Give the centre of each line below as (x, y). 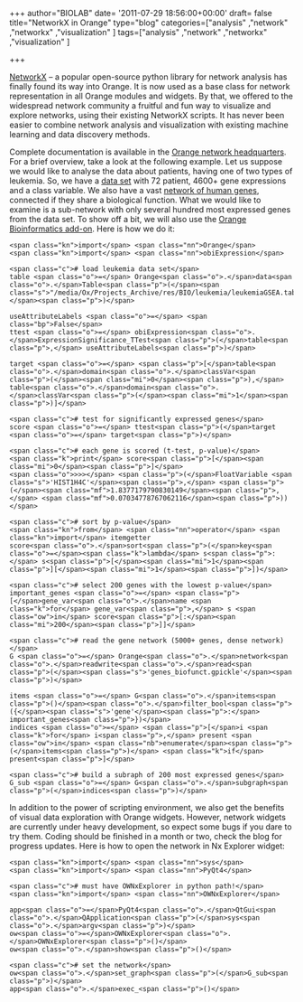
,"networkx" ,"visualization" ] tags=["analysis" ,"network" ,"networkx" (138, 32)
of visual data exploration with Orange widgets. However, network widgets (148, 817)
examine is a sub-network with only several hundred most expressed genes (150, 210)
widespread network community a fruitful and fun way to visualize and (140, 106)
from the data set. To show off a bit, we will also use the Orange (128, 219)
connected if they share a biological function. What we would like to (135, 200)
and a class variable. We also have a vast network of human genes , (134, 190)
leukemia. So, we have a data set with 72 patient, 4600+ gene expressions (148, 181)
